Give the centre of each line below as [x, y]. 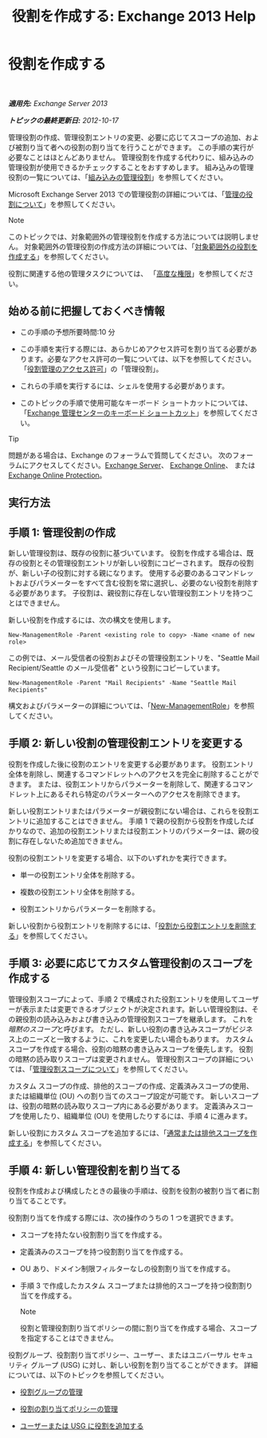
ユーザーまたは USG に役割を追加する [82, 1426]
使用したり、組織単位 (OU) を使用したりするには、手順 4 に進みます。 [137, 1115]
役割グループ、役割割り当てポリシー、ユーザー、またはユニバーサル [120, 1355]
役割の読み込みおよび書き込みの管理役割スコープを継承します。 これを [137, 1019]
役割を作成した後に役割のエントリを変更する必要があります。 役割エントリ [131, 764]
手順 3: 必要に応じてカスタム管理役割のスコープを [131, 963]
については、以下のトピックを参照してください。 [88, 1375]
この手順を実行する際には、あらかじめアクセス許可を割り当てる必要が [135, 349]
